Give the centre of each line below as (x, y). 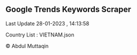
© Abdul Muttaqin (27, 46)
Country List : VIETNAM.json (40, 35)
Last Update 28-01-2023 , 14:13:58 (47, 23)
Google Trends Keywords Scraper (68, 10)
